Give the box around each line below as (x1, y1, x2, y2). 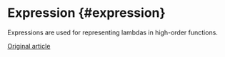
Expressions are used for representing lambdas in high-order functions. (7, 28, 218, 37)
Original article (7, 42, 51, 50)
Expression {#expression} (7, 5, 166, 21)
